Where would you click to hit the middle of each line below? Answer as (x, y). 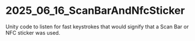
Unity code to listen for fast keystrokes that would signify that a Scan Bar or (97, 27)
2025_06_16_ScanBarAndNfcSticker (95, 11)
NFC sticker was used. (33, 32)
